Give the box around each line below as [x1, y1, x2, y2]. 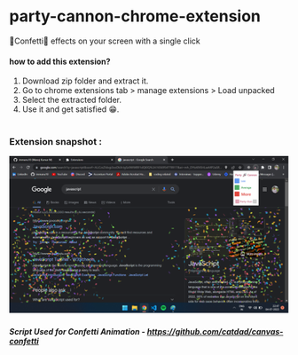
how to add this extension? [9, 56, 111, 67]
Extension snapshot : [9, 136, 102, 148]
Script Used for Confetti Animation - [9, 327, 146, 336]
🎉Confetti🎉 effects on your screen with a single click [9, 35, 201, 46]
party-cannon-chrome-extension [9, 6, 262, 27]
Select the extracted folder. [21, 95, 122, 106]
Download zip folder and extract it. [21, 75, 149, 86]
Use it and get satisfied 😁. [21, 104, 120, 114]
